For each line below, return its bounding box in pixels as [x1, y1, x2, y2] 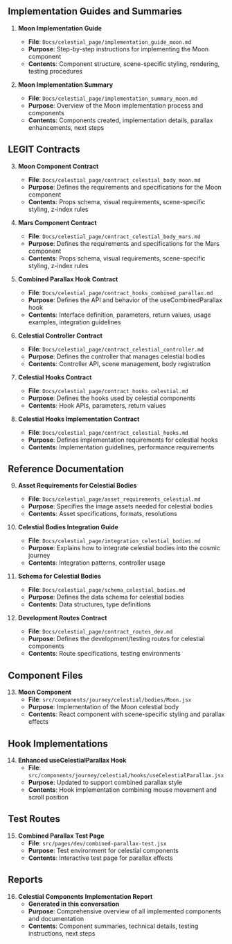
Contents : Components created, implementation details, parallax [28, 116, 213, 124]
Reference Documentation [8, 463, 124, 475]
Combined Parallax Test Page [17, 831, 105, 840]
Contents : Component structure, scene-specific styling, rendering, [28, 59, 220, 68]
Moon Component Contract [17, 162, 99, 170]
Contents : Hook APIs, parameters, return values [28, 401, 166, 409]
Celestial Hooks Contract [17, 373, 92, 381]
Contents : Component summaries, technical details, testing [28, 922, 199, 930]
